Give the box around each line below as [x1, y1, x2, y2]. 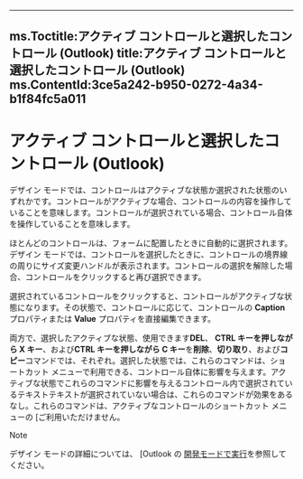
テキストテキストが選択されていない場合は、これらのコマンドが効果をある [16, 390, 293, 400]
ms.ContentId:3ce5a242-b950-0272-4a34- [9, 78, 263, 93]
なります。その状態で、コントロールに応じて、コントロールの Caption [24, 302, 286, 313]
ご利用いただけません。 [38, 412, 125, 423]
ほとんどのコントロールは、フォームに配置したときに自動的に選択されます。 [9, 238, 293, 249]
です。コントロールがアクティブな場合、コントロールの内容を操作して [32, 196, 292, 207]
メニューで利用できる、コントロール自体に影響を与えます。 [50, 367, 271, 378]
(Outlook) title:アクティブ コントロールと [59, 46, 287, 61]
